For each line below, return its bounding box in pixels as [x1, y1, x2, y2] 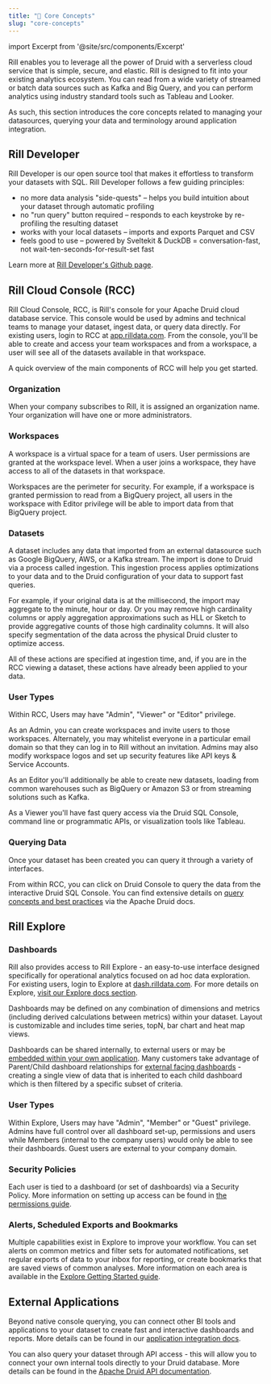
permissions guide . [8, 1198, 73, 1208]
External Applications [8, 1295, 119, 1309]
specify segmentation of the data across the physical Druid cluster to [8, 630, 238, 640]
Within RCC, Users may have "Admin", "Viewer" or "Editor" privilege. [8, 710, 236, 719]
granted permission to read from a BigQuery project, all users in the [8, 490, 233, 500]
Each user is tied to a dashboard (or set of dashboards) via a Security [8, 1182, 240, 1191]
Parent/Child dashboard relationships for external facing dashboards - [8, 1062, 242, 1072]
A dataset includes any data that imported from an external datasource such [8, 546, 262, 556]
